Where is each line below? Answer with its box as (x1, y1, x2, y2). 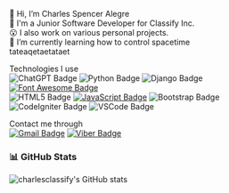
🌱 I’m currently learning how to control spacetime (9, 36, 191, 47)
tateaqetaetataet (9, 46, 70, 57)
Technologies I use (9, 63, 78, 74)
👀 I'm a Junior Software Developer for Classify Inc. (9, 18, 195, 28)
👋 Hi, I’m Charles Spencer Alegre (9, 9, 130, 19)
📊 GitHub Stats (9, 150, 78, 163)
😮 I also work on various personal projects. (9, 28, 169, 37)
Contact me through (9, 118, 83, 129)
